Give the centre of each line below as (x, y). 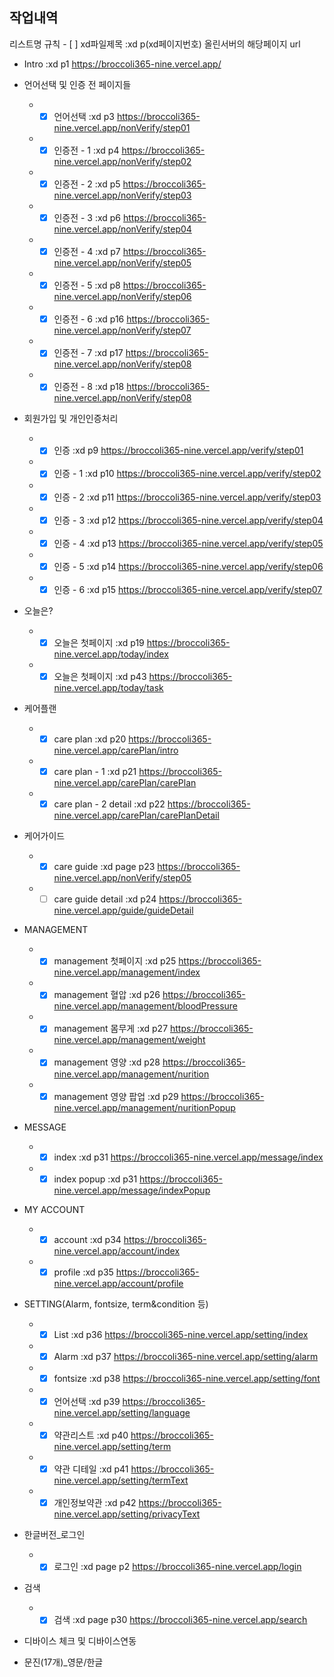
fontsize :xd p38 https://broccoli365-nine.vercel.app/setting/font (187, 1378)
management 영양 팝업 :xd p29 (116, 1096)
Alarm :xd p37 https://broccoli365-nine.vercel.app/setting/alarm (186, 1356)
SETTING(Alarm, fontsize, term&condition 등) (116, 1304)
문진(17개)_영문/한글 (63, 1662)
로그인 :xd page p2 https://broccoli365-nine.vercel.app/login (177, 1567)
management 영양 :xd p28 (107, 1062)
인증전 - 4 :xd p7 (87, 252)
